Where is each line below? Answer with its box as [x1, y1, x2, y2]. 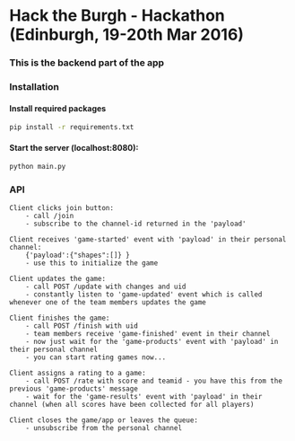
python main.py [9, 163, 66, 172]
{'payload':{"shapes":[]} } [25, 251, 130, 260]
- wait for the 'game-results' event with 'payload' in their [25, 392, 263, 401]
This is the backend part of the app [9, 57, 164, 69]
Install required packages [9, 102, 107, 113]
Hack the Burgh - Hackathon [9, 5, 226, 26]
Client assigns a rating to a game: [9, 369, 146, 378]
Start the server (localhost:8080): [9, 142, 139, 153]
